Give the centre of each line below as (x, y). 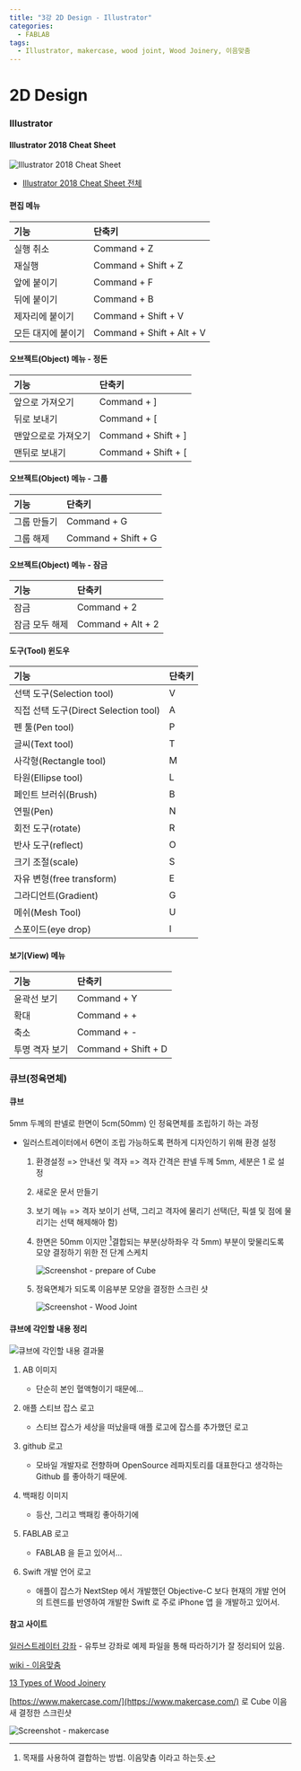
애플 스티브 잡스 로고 (58, 1407)
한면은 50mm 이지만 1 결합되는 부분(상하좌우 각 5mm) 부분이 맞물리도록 (160, 1240)
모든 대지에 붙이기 (49, 333)
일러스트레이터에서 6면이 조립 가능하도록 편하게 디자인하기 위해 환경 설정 (149, 1142)
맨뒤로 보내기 (40, 453)
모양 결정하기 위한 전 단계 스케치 (92, 1253)
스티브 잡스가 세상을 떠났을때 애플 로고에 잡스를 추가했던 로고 (142, 1427)
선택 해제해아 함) (89, 1221)
